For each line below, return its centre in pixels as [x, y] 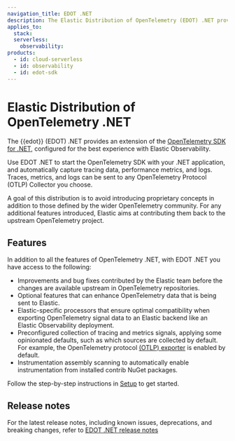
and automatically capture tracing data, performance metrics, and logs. [110, 170]
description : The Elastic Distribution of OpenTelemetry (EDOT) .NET [111, 20]
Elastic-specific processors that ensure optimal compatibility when [113, 311]
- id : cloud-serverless [48, 60]
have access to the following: [49, 267]
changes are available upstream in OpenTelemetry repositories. [109, 288]
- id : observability [43, 66]
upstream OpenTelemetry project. [56, 221]
